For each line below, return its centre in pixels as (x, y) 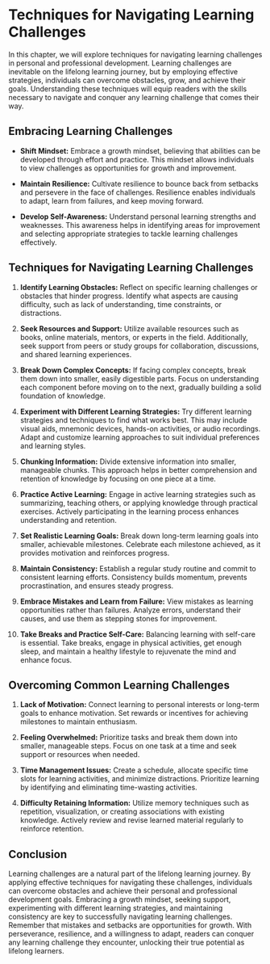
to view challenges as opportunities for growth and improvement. (128, 168)
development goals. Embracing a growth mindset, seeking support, (120, 899)
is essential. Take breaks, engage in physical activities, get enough (131, 642)
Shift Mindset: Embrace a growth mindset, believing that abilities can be (140, 150)
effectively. (38, 242)
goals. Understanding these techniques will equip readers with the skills (128, 88)
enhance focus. (46, 659)
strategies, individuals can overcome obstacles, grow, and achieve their (127, 80)
